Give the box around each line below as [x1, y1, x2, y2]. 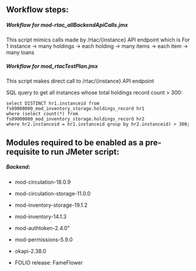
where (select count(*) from [6, 111, 78, 117]
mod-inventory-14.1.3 [14, 213, 67, 220]
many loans [6, 49, 34, 56]
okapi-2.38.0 [14, 247, 46, 254]
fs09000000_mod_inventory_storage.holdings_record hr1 [6, 106, 145, 112]
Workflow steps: [6, 5, 69, 15]
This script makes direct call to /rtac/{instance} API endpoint [6, 77, 154, 85]
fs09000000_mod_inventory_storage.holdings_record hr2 [6, 116, 145, 122]
